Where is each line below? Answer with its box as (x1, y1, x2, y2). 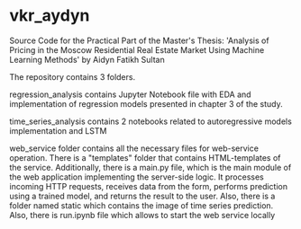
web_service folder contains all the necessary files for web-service (9, 143, 260, 154)
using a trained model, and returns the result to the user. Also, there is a (9, 190, 276, 201)
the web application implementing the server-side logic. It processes (9, 172, 264, 182)
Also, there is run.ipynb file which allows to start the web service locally (9, 209, 276, 220)
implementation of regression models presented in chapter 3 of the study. (9, 98, 284, 109)
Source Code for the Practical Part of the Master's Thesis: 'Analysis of (9, 35, 269, 46)
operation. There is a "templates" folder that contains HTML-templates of (9, 152, 281, 163)
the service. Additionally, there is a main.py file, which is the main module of (9, 162, 292, 172)
